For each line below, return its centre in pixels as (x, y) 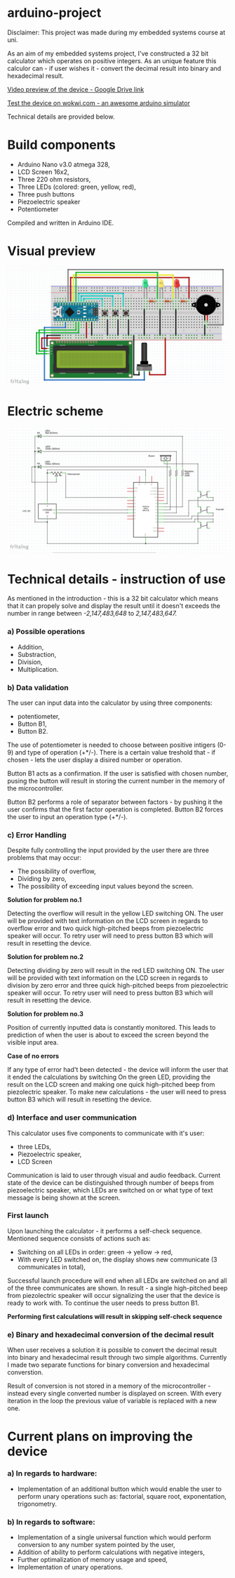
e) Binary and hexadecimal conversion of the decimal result (110, 1334)
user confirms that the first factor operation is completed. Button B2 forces (115, 809)
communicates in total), (52, 1267)
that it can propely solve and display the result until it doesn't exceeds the (114, 606)
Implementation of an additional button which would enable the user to (120, 1489)
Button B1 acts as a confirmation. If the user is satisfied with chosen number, (118, 773)
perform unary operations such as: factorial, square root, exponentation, (122, 1496)
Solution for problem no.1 (45, 900)
